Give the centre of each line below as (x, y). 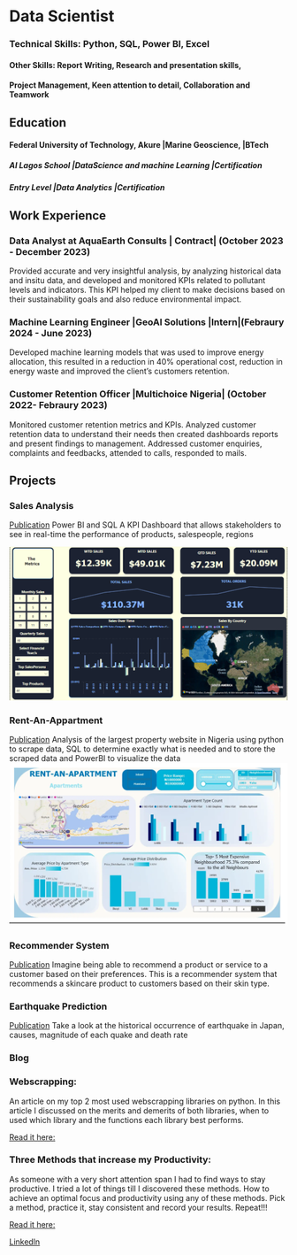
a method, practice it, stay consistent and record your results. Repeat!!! (138, 1207)
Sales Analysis (42, 505)
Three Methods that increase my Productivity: (110, 1159)
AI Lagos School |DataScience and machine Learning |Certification (136, 165)
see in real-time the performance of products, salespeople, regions (131, 535)
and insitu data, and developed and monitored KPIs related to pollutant (137, 280)
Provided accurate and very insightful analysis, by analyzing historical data (145, 271)
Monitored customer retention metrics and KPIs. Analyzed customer (133, 424)
